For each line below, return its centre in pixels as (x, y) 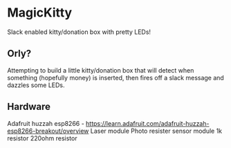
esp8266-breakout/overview (48, 131)
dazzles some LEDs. (36, 85)
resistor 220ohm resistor (42, 138)
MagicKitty (40, 13)
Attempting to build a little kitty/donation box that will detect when (101, 70)
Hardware (29, 107)
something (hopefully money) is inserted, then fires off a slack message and (116, 77)
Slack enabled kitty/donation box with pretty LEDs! (79, 32)
